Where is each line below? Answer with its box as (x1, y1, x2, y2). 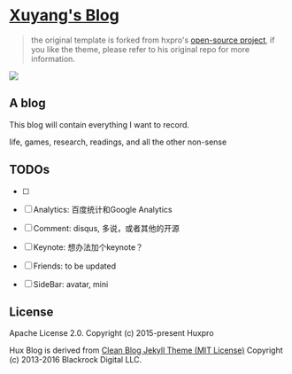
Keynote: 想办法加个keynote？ (33, 241, 144, 253)
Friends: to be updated (33, 261, 117, 271)
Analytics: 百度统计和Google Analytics (33, 204, 173, 214)
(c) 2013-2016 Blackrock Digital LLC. (9, 355, 142, 365)
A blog (9, 96, 46, 111)
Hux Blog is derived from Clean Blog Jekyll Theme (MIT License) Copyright (9, 345, 283, 355)
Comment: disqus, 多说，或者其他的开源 (33, 222, 180, 233)
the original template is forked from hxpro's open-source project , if (30, 35, 275, 45)
